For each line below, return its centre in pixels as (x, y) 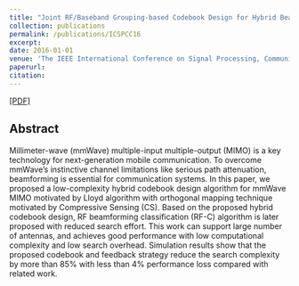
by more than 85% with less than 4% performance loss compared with (139, 264)
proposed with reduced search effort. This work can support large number (146, 226)
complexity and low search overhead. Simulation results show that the (138, 245)
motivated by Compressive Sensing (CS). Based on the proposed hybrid (141, 207)
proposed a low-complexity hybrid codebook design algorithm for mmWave (148, 188)
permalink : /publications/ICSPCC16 (75, 34)
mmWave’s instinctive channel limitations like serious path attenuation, (138, 169)
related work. (33, 274)
